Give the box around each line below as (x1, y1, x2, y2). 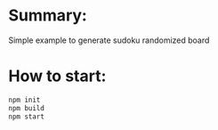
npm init (8, 95, 41, 104)
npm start (8, 112, 45, 121)
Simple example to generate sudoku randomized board (8, 35, 210, 45)
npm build (8, 103, 45, 112)
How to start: (8, 66, 107, 86)
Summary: (8, 5, 88, 26)
